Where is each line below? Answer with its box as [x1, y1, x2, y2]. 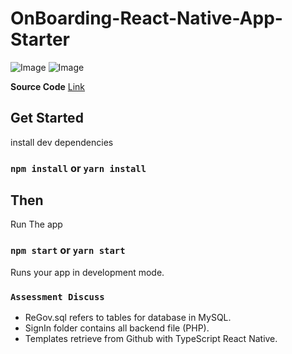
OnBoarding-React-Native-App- [10, 7, 283, 30]
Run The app [10, 218, 63, 231]
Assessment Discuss [10, 291, 105, 302]
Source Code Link [10, 80, 86, 92]
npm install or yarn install [10, 161, 147, 175]
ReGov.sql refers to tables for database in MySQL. [24, 312, 232, 324]
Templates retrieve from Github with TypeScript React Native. [24, 333, 278, 345]
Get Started [10, 110, 84, 127]
